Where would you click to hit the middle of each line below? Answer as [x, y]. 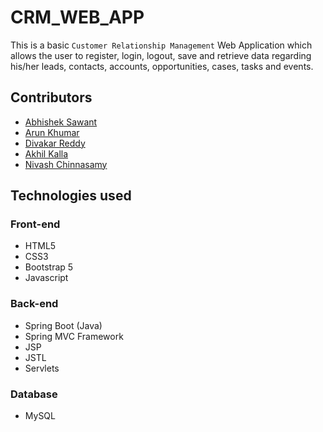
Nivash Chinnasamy [66, 164]
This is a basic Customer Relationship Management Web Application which [161, 45]
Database [34, 394]
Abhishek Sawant [61, 122]
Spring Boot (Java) [63, 325]
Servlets [42, 368]
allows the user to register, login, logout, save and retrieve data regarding [161, 55]
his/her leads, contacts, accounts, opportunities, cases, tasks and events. [162, 66]
